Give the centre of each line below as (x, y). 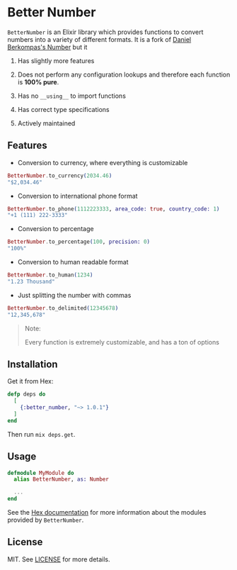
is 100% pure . (38, 82)
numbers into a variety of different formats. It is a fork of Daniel (99, 39)
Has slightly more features (56, 60)
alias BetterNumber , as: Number (62, 479)
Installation (33, 364)
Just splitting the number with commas (74, 295)
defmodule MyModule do (41, 473)
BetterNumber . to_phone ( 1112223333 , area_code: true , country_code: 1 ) (114, 209)
